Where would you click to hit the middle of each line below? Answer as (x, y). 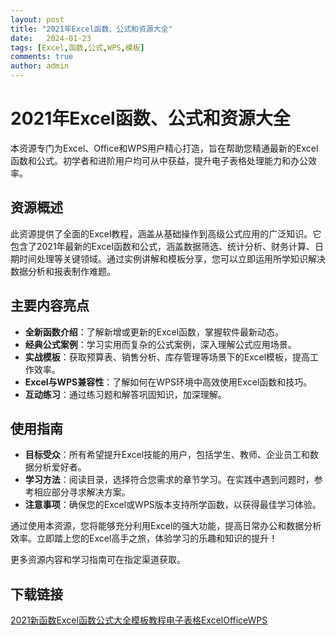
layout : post (37, 19)
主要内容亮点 (50, 306)
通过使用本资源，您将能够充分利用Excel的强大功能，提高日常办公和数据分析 (166, 526)
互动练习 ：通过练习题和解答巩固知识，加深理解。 (125, 394)
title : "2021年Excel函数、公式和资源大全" (91, 29)
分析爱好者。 (60, 467)
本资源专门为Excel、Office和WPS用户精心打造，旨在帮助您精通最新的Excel (164, 148)
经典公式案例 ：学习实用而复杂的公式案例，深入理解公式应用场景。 (160, 344)
